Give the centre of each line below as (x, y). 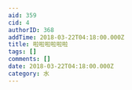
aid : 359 (22, 15)
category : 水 (29, 74)
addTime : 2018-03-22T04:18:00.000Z (66, 37)
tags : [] (22, 52)
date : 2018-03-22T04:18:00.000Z (61, 67)
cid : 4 (19, 23)
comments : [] (29, 59)
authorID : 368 (31, 30)
